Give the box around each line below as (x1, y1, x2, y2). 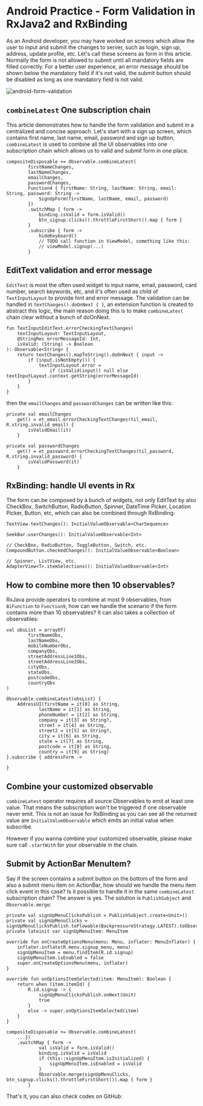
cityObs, (28, 664, 50, 671)
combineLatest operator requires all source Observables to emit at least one (6, 798, 195, 804)
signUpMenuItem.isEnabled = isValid (49, 1061, 142, 1067)
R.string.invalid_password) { (6, 453, 83, 460)
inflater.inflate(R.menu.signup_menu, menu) (17, 944, 131, 950)
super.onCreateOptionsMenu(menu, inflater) (17, 960, 129, 966)
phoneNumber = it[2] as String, (38, 712, 120, 718)
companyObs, (28, 648, 59, 655)
